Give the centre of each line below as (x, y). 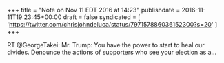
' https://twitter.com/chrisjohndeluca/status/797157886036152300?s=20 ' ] (112, 24)
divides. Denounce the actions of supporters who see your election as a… (112, 52)
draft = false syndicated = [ (102, 17)
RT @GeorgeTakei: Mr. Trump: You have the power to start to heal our (106, 45)
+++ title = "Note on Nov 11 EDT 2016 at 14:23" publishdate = (94, 10)
